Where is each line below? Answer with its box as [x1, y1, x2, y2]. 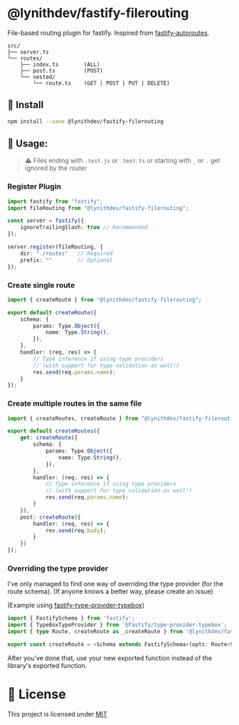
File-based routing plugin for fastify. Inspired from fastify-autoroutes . [7, 28, 210, 37]
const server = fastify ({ [7, 217, 84, 225]
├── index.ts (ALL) [20, 60, 100, 68]
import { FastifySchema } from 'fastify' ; [7, 615, 135, 622]
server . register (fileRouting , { [7, 243, 103, 250]
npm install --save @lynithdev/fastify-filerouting [7, 117, 164, 125]
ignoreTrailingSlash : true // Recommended [20, 224, 148, 231]
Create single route [7, 280, 75, 290]
